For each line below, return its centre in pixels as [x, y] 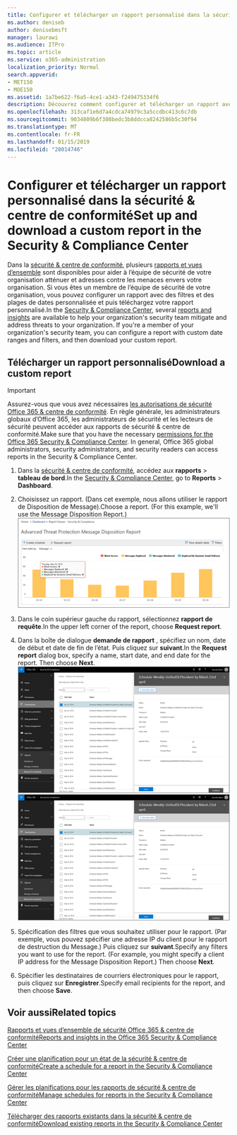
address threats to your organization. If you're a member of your [101, 325]
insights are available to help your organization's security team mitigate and [117, 318]
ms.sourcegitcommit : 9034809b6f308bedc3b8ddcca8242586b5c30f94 [102, 120]
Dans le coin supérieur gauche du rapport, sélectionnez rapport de [115, 619]
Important [22, 391]
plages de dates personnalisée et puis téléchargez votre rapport [101, 303]
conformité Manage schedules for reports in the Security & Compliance [110, 1095]
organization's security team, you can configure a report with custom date [115, 333]
